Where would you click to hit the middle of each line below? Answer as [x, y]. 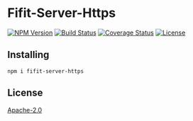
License [25, 93]
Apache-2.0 [25, 110]
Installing [28, 55]
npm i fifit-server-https [45, 71]
